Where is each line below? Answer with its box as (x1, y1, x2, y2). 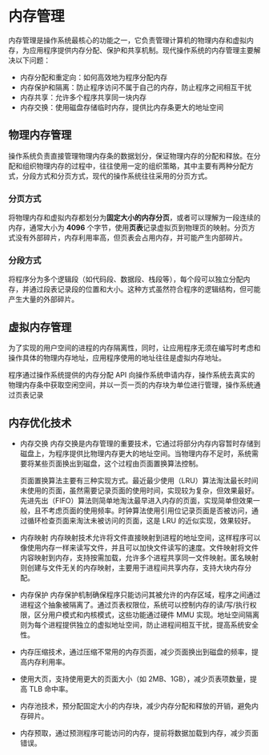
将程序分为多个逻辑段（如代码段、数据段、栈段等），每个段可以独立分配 (8, 274, 243, 285)
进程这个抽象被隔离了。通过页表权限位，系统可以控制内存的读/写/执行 (19, 600, 250, 609)
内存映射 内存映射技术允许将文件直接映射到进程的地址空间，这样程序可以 (19, 532, 261, 542)
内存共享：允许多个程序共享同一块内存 (19, 92, 147, 102)
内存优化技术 (8, 416, 72, 430)
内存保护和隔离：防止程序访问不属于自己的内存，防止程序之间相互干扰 (19, 82, 252, 92)
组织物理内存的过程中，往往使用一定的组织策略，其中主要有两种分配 (22, 161, 247, 171)
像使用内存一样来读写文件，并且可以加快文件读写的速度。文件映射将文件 (19, 543, 259, 552)
